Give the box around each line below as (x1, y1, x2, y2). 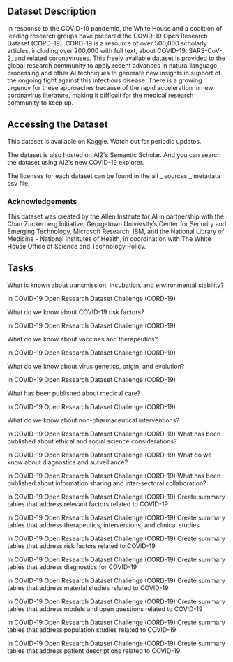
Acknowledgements (7, 196, 77, 206)
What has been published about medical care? (7, 389, 141, 397)
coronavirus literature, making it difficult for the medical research (7, 91, 194, 99)
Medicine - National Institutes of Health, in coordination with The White (7, 234, 211, 243)
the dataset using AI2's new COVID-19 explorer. (7, 158, 144, 166)
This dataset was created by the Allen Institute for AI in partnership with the (7, 212, 225, 221)
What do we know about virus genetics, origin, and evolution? (7, 362, 185, 370)
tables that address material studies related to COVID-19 (7, 583, 169, 592)
